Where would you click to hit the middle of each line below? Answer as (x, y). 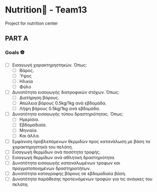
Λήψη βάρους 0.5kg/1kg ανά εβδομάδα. (60, 109)
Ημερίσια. (29, 119)
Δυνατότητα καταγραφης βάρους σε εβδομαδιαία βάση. (69, 173)
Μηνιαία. (28, 131)
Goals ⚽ (15, 53)
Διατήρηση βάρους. (39, 98)
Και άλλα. (30, 136)
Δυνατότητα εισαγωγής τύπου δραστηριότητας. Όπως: (68, 114)
